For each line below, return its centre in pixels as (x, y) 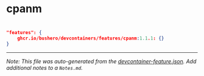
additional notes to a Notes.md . (45, 68)
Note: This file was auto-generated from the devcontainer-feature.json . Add (101, 61)
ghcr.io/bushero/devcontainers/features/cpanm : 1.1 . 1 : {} (91, 38)
